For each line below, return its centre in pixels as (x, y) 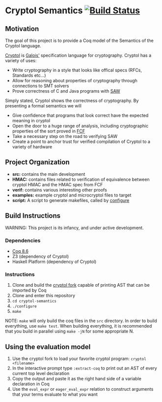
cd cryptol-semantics (34, 301)
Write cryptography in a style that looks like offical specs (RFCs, (77, 70)
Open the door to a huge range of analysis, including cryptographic (80, 126)
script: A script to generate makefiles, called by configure (71, 200)
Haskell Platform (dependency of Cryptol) (54, 262)
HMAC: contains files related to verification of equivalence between (81, 179)
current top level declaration (41, 373)
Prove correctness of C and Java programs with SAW (66, 91)
